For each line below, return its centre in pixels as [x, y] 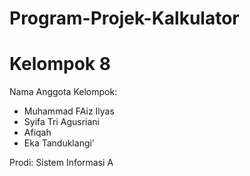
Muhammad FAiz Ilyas [69, 111]
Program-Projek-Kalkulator [124, 18]
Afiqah [37, 133]
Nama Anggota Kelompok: [63, 92]
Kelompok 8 [60, 64]
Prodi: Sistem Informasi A [61, 163]
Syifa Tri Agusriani [62, 122]
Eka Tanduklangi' [59, 143]
